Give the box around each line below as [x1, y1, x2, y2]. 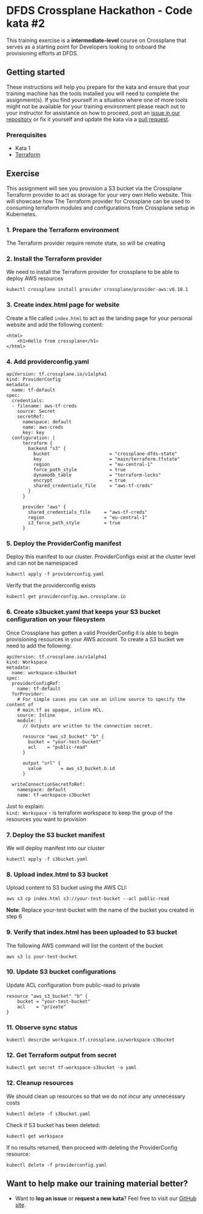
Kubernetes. [6, 210, 37, 217]
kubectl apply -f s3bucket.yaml [6, 856, 88, 862]
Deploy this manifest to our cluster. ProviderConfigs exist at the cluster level [6, 553, 196, 561]
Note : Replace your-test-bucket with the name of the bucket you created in [6, 906, 195, 914]
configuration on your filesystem [6, 615, 105, 624]
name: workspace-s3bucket [12, 669, 78, 676]
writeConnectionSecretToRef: [12, 781, 85, 787]
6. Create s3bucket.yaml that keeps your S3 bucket [6, 608, 161, 616]
